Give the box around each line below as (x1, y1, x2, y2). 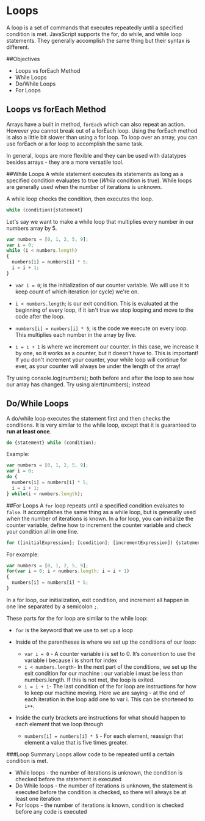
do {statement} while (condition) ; (6, 440, 97, 446)
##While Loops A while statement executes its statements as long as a (6, 170, 184, 177)
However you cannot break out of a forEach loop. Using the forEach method (6, 127, 198, 134)
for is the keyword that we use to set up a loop (15, 626, 133, 633)
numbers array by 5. (6, 224, 57, 232)
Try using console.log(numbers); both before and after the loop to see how (6, 374, 195, 381)
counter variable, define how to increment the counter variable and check (6, 521, 192, 529)
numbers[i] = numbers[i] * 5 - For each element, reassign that (24, 732, 184, 740)
